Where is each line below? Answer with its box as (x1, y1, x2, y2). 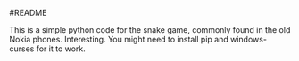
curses (9, 43, 35, 54)
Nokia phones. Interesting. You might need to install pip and (9, 34, 229, 44)
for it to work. (36, 43, 87, 54)
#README (9, 8, 47, 18)
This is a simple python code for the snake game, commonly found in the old (9, 25, 291, 34)
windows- (230, 34, 268, 44)
